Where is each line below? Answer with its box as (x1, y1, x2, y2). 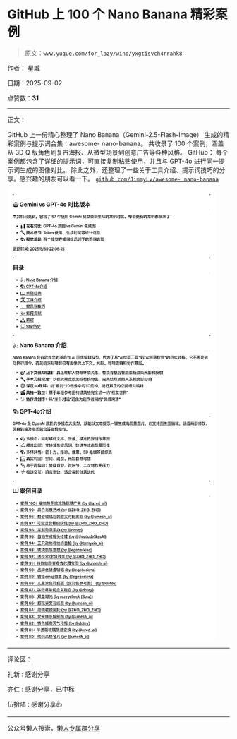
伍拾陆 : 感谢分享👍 (7, 699, 62, 708)
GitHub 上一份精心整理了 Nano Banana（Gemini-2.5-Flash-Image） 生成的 (7, 130, 224, 138)
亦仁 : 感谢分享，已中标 (7, 685, 75, 693)
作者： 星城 (7, 64, 40, 72)
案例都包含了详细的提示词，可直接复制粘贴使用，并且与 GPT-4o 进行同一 (7, 157, 219, 165)
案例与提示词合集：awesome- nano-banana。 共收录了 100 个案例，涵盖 (13, 139, 224, 148)
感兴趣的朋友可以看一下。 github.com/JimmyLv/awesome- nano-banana (19, 174, 219, 183)
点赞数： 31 (7, 93, 39, 102)
